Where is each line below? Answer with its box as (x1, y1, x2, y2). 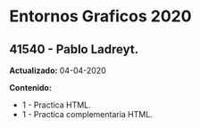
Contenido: (9, 83, 52, 92)
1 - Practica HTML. (21, 100, 91, 110)
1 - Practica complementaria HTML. (21, 109, 154, 119)
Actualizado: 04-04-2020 (9, 65, 107, 76)
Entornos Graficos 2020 (9, 6, 192, 27)
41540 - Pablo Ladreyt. (9, 42, 139, 57)
